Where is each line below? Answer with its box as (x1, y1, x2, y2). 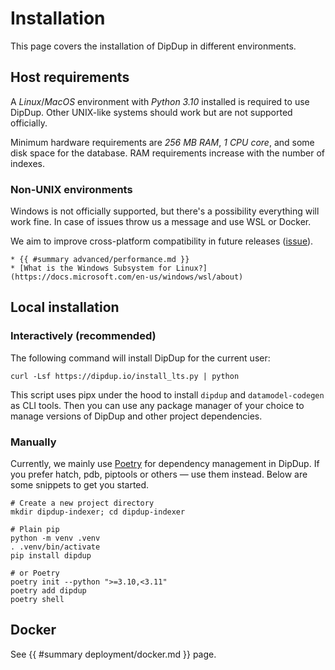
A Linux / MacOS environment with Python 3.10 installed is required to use (10, 95, 310, 107)
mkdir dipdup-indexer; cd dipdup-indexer (10, 507, 186, 517)
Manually (10, 435, 57, 449)
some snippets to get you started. (10, 479, 150, 491)
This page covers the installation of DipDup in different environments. (10, 40, 297, 52)
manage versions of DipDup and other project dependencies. (10, 410, 263, 422)
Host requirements (10, 69, 130, 86)
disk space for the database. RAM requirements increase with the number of (10, 147, 326, 159)
